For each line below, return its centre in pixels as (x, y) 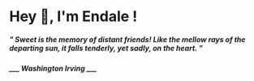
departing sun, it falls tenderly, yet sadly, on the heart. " (106, 48)
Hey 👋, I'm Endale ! (73, 17)
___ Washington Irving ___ (53, 69)
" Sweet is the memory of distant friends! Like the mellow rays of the (127, 39)
